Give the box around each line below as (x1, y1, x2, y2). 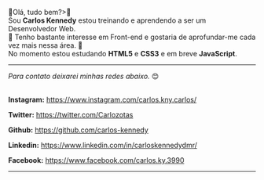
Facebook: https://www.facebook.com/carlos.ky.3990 (8, 156, 185, 164)
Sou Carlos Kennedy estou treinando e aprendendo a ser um (8, 16, 207, 25)
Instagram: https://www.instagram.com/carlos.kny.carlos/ (8, 95, 197, 104)
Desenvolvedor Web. (8, 24, 76, 33)
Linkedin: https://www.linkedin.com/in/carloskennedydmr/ (8, 141, 198, 149)
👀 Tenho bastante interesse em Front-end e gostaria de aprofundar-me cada (8, 32, 256, 41)
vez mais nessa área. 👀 (8, 41, 83, 50)
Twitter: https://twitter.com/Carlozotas (8, 110, 134, 119)
